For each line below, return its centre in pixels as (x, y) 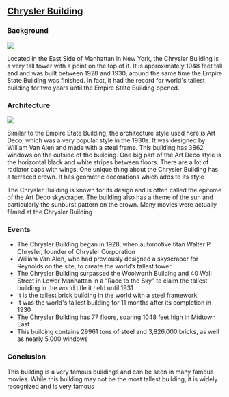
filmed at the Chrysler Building (50, 212)
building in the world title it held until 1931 (75, 288)
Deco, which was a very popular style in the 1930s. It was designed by (106, 140)
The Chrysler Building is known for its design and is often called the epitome (114, 190)
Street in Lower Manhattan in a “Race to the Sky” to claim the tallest (112, 281)
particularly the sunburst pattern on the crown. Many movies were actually (112, 204)
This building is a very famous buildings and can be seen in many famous (110, 372)
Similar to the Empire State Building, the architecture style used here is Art (111, 133)
